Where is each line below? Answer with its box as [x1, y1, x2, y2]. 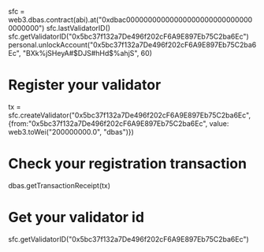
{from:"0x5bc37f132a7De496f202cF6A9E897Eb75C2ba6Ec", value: [8, 118, 229, 128]
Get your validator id [8, 209, 144, 227]
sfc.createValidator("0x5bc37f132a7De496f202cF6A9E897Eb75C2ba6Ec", [8, 110, 251, 120]
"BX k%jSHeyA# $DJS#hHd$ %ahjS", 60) [22, 49, 152, 57]
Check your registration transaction [8, 155, 247, 172]
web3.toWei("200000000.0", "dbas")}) [8, 127, 134, 136]
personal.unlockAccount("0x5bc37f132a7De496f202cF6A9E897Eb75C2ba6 [8, 40, 257, 50]
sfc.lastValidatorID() [46, 24, 111, 32]
